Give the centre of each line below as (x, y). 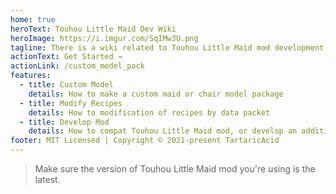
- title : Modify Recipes (71, 103)
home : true (33, 19)
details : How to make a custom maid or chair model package (156, 94)
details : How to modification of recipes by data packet (149, 112)
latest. (47, 179)
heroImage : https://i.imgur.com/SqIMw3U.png (104, 38)
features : (31, 76)
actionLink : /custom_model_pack (77, 66)
